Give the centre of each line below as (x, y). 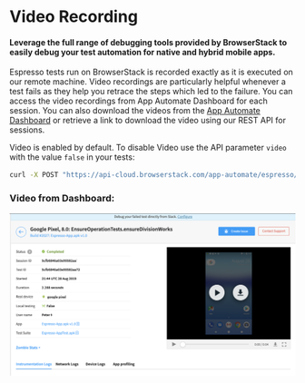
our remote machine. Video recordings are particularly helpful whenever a (148, 82)
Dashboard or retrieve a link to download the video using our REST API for (148, 121)
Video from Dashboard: (62, 199)
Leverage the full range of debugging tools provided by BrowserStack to (148, 42)
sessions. (27, 130)
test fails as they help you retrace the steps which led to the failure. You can (151, 92)
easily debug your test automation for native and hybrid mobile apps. (143, 52)
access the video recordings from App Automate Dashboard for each (138, 101)
